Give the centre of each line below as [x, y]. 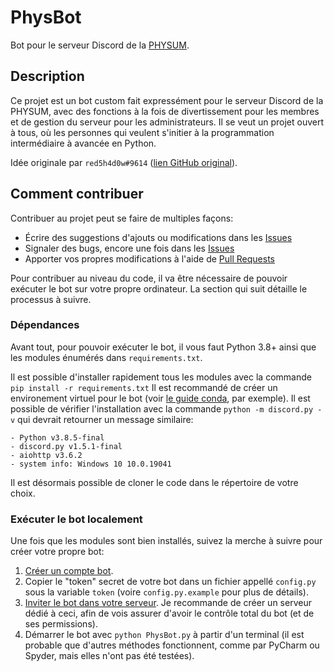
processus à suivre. [51, 299]
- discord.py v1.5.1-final [66, 446]
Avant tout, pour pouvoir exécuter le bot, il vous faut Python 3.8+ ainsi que [163, 347]
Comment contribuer [77, 194]
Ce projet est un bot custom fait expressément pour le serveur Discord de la [167, 100]
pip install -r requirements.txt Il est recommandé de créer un [144, 387]
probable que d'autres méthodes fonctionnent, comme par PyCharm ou [172, 645]
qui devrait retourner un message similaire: [105, 419]
